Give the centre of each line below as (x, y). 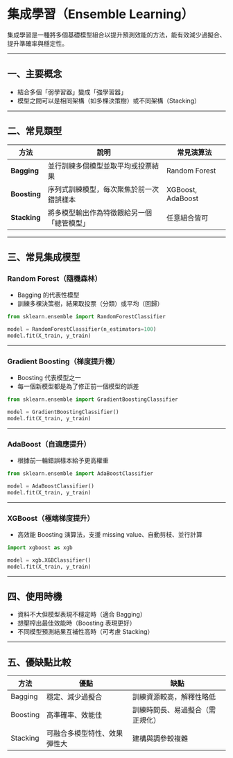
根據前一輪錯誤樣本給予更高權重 (63, 460)
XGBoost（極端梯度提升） (51, 518)
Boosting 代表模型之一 (49, 378)
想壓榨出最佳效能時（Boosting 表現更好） (76, 623)
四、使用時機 (35, 597)
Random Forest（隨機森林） (54, 278)
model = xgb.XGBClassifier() (49, 560)
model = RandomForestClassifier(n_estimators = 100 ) (82, 329)
